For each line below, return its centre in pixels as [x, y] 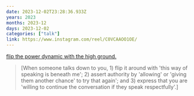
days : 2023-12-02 [28, 28]
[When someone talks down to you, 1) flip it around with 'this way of [104, 68]
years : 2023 [21, 17]
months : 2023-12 [26, 23]
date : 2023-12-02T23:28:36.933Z [46, 12]
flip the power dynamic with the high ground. [61, 56]
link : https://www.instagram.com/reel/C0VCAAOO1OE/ [72, 39]
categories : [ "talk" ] [33, 34]
